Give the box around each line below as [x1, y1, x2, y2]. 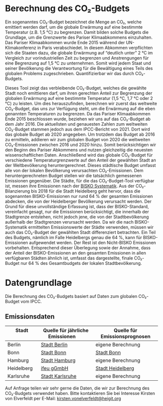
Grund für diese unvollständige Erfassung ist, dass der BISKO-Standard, [5, 203, 149, 209]
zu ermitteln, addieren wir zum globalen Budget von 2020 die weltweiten [5, 136, 150, 142]
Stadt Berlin [41, 341, 68, 348]
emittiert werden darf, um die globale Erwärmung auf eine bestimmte [5, 24, 143, 30]
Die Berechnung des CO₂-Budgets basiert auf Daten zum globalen [5, 293, 137, 299]
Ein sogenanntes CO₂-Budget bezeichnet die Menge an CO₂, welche [5, 19, 142, 25]
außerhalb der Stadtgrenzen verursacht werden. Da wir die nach [5, 219, 134, 225]
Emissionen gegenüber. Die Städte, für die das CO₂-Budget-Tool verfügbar [5, 178, 155, 183]
